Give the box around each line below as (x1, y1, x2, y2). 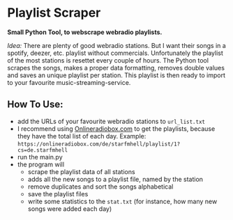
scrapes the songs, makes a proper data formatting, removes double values (7, 63, 225, 72)
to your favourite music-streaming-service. (7, 78, 131, 86)
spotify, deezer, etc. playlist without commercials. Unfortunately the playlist (7, 49, 223, 57)
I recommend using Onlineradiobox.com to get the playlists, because (17, 124, 216, 133)
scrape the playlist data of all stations (27, 167, 135, 175)
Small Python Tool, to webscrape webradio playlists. (7, 28, 163, 36)
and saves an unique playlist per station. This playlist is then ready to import (7, 71, 225, 79)
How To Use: (7, 99, 63, 111)
